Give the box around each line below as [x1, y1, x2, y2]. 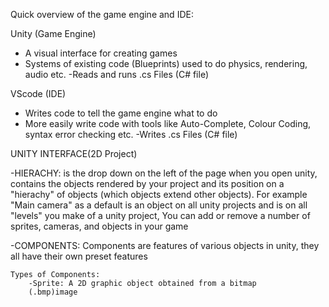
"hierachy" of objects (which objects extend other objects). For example [10, 189, 308, 200]
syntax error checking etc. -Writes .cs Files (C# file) [24, 129, 238, 140]
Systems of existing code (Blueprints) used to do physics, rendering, [24, 58, 308, 69]
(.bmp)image [28, 287, 78, 297]
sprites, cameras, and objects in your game [10, 220, 189, 232]
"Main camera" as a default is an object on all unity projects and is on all [10, 199, 308, 211]
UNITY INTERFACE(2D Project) [10, 148, 138, 159]
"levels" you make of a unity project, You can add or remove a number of [10, 210, 311, 221]
